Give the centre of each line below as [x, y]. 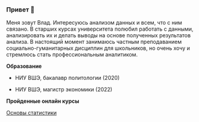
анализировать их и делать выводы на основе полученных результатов [99, 35]
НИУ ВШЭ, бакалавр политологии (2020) [67, 78]
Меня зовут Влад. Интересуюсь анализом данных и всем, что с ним [94, 23]
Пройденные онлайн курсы [43, 101]
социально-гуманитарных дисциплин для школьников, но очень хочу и [98, 48]
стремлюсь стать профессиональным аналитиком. [72, 55]
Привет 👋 [20, 10]
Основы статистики [32, 113]
